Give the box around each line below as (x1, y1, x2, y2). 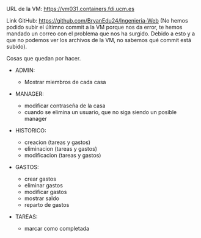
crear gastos (24, 175, 57, 182)
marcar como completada (24, 225, 90, 232)
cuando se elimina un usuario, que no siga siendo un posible (24, 109, 177, 115)
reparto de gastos (24, 201, 70, 208)
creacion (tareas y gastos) (24, 139, 90, 146)
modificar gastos (24, 189, 67, 195)
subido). (6, 43, 27, 50)
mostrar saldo (24, 195, 60, 202)
